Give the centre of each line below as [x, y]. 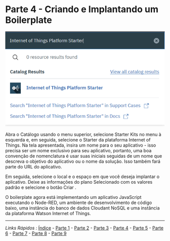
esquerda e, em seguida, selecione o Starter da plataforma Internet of [78, 140]
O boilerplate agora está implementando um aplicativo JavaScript [73, 197]
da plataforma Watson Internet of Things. [48, 214]
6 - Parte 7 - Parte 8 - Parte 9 [36, 233]
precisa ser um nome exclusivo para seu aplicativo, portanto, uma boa [78, 151]
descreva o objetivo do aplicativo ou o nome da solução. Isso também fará [83, 161]
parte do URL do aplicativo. [34, 167]
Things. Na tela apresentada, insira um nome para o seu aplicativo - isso [81, 145]
